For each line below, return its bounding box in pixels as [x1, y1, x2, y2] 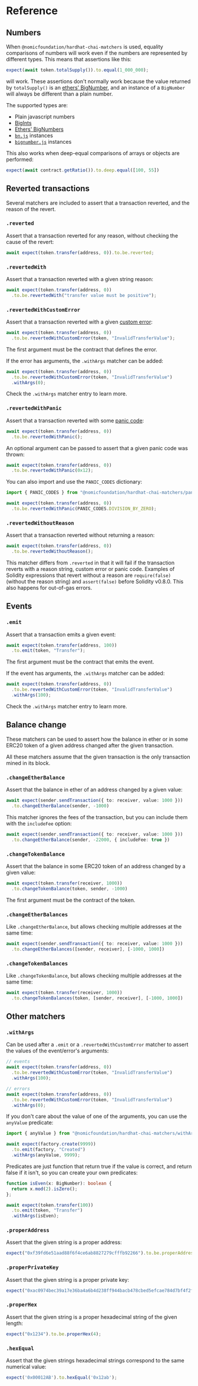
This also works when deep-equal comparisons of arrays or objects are [6, 149, 180, 157]
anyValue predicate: [6, 1119, 54, 1126]
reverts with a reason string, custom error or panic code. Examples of [6, 565, 175, 572]
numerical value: [6, 1363, 47, 1370]
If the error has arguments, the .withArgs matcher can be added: [6, 357, 164, 364]
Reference [6, 4, 58, 18]
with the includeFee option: [6, 820, 72, 827]
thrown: [6, 451, 25, 458]
